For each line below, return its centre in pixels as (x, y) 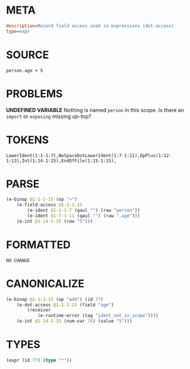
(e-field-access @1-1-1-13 (50, 205)
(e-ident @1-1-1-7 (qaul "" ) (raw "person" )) (84, 211)
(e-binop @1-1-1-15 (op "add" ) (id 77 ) (55, 299)
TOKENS (28, 140)
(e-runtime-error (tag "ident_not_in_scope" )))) (98, 316)
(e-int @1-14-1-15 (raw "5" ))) (55, 221)
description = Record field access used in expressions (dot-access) (90, 26)
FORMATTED (38, 245)
